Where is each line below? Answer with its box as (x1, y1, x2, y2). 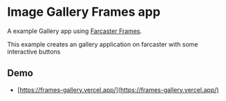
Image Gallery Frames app (7, 4, 161, 20)
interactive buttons (7, 47, 61, 56)
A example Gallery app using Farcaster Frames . (7, 27, 142, 35)
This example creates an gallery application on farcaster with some (7, 40, 198, 48)
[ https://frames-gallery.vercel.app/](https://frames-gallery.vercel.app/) (17, 85, 219, 93)
